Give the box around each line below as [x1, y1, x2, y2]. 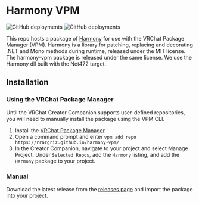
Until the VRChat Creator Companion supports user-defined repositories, [6, 108, 185, 116]
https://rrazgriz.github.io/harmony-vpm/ [14, 139, 119, 145]
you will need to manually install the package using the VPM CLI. [6, 115, 165, 122]
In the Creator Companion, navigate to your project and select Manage [14, 144, 189, 152]
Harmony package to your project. [14, 157, 96, 164]
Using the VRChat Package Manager [6, 95, 114, 104]
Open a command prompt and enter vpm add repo [14, 133, 136, 140]
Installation [6, 77, 49, 88]
